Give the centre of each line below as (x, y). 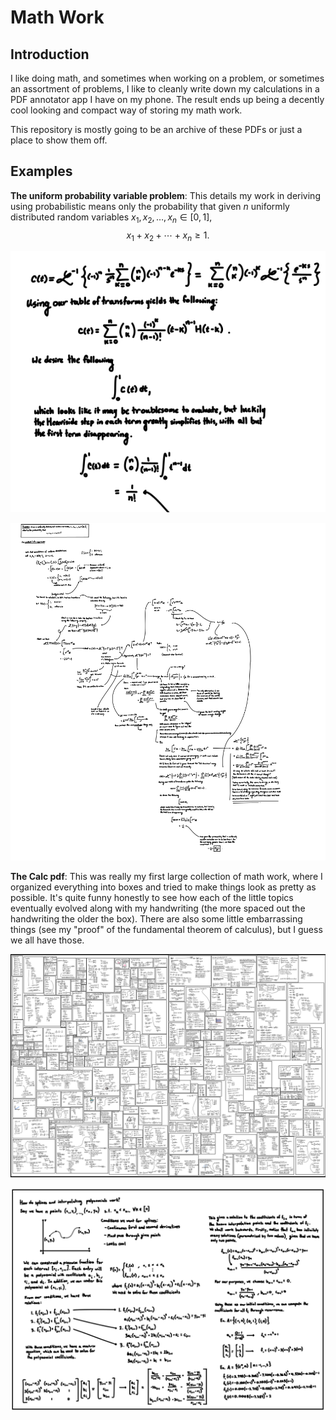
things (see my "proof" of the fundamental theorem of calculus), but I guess (166, 929)
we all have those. (47, 940)
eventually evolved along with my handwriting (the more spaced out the (158, 908)
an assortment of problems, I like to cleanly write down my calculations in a (165, 89)
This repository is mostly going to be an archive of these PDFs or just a (156, 129)
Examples (41, 171)
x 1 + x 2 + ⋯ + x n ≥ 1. (168, 236)
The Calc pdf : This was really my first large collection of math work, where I (166, 876)
